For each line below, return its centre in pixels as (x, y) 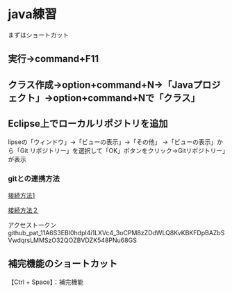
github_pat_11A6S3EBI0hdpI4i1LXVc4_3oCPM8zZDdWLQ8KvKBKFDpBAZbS (116, 232)
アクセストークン (32, 225)
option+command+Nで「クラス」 (126, 98)
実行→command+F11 (53, 59)
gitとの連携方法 (34, 179)
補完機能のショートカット (63, 264)
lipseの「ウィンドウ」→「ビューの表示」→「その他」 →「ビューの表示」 (113, 142)
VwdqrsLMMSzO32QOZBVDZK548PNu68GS (73, 240)
